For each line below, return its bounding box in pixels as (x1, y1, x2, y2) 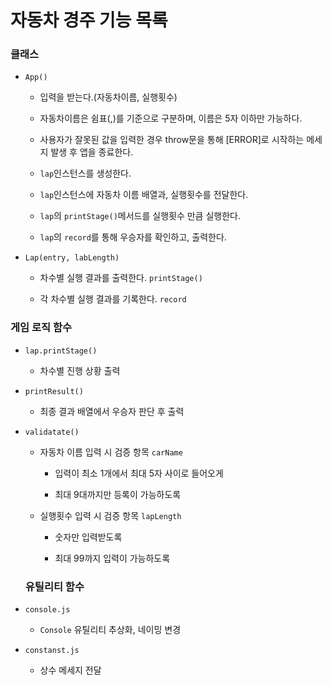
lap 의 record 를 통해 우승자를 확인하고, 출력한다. (39, 231, 227, 243)
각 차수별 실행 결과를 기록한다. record (39, 293, 187, 305)
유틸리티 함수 (24, 579, 85, 593)
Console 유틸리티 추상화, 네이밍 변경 (39, 624, 182, 636)
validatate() (24, 427, 80, 437)
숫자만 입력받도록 (54, 531, 123, 543)
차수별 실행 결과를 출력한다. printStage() (39, 272, 203, 284)
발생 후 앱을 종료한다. (50, 146, 134, 158)
